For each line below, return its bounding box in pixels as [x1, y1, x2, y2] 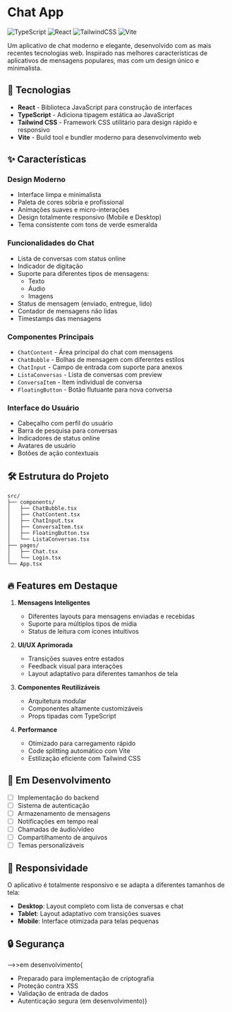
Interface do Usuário [7, 403, 80, 413]
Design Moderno [7, 174, 66, 184]
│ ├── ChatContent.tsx [7, 511, 80, 519]
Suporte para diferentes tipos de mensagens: [17, 269, 149, 277]
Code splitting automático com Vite [28, 746, 130, 755]
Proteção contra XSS [17, 982, 79, 990]
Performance [17, 725, 58, 734]
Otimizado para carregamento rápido [28, 739, 136, 747]
